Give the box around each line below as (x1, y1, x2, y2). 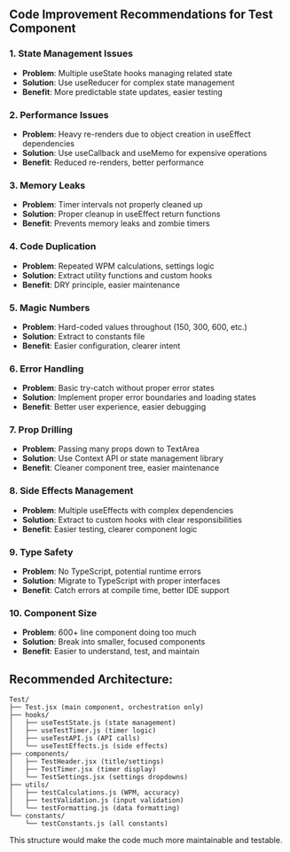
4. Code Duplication (9, 240, 97, 253)
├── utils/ (9, 780, 50, 790)
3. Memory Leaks (9, 179, 86, 192)
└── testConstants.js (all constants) (25, 819, 169, 828)
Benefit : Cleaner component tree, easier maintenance (21, 463, 220, 473)
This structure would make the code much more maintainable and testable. (9, 835, 283, 846)
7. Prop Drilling (9, 424, 74, 436)
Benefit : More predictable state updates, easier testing (21, 86, 223, 97)
